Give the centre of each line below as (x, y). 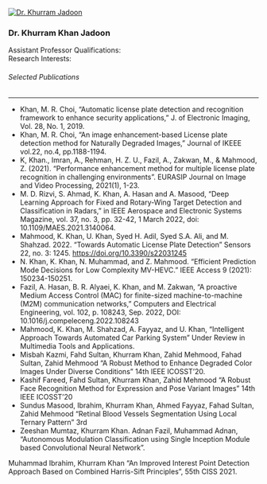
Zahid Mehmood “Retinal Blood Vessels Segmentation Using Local (128, 413)
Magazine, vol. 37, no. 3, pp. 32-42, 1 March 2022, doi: (109, 219)
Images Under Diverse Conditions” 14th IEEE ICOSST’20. (112, 371)
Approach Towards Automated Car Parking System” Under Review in (132, 338)
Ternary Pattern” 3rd (53, 422)
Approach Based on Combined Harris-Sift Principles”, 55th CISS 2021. (123, 471)
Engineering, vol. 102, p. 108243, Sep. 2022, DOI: (100, 312)
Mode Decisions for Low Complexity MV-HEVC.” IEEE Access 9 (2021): (135, 270)
